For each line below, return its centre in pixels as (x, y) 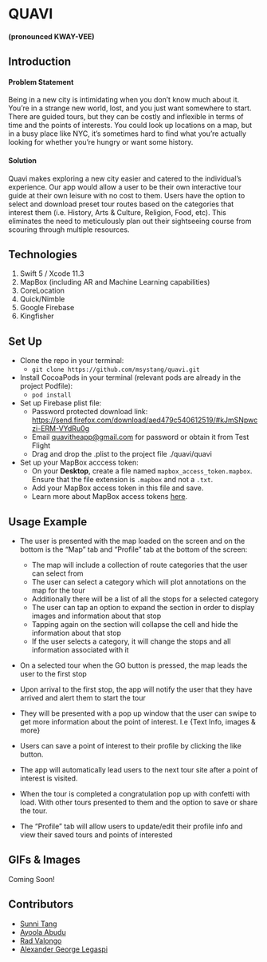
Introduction (40, 62)
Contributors (41, 904)
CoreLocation (42, 291)
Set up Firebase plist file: (61, 403)
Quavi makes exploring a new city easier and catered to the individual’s (125, 178)
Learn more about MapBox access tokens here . (110, 497)
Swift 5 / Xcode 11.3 (52, 273)
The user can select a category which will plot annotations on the (139, 582)
